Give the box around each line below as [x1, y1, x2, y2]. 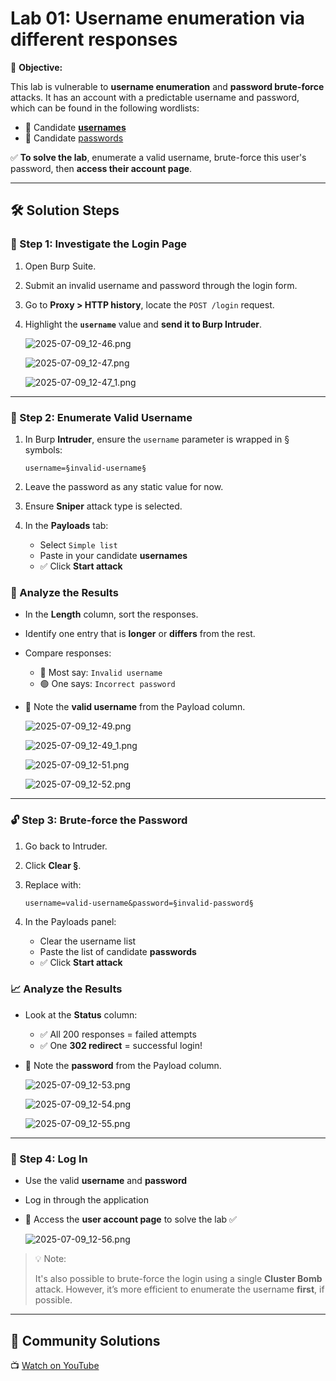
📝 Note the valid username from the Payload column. [24, 701, 246, 713]
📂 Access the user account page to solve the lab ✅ [24, 1213, 237, 1226]
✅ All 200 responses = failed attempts [39, 1028, 197, 1040]
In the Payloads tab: [24, 519, 109, 531]
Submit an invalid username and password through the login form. [24, 279, 298, 291]
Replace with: [24, 878, 82, 891]
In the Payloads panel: [24, 915, 117, 927]
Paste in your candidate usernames [39, 549, 188, 561]
